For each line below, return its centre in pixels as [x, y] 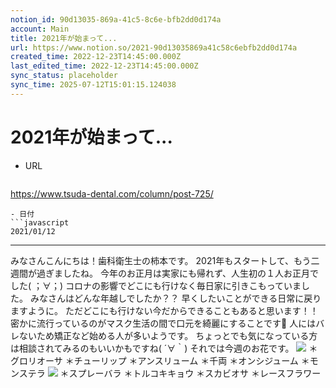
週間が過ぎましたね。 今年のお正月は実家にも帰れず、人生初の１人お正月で [164, 273]
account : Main [40, 29]
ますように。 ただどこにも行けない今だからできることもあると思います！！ [164, 310]
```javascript [40, 222]
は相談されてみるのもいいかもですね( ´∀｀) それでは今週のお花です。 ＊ [164, 348]
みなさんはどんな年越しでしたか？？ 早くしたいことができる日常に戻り [175, 298]
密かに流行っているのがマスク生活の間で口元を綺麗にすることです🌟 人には [163, 323]
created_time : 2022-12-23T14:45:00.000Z [96, 57]
